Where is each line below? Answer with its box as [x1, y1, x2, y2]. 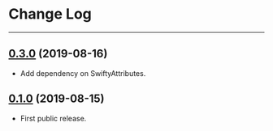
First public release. [19, 113, 87, 123]
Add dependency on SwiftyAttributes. [19, 68, 146, 78]
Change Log [8, 5, 92, 23]
